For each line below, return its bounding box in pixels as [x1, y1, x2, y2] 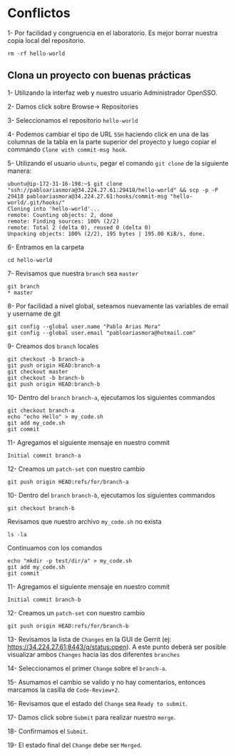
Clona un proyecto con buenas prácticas [7, 69, 191, 81]
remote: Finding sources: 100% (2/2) [7, 218, 120, 225]
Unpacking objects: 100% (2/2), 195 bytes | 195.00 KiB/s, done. [7, 230, 205, 237]
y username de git [7, 309, 61, 318]
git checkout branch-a [7, 407, 75, 414]
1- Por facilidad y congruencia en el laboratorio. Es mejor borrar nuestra [7, 29, 218, 37]
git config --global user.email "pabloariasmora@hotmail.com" [7, 329, 196, 336]
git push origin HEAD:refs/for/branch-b [7, 623, 130, 630]
